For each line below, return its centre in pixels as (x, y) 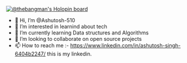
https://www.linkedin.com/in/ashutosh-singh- (125, 45)
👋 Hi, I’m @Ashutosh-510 (45, 20)
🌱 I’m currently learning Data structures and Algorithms (82, 33)
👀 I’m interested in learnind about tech (61, 27)
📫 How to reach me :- (42, 45)
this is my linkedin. (69, 54)
